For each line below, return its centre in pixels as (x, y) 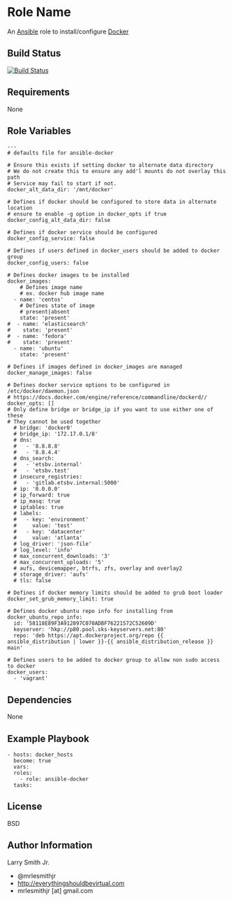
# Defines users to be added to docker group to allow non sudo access (113, 660)
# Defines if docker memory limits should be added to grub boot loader (115, 593)
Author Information (50, 845)
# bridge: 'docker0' (43, 428)
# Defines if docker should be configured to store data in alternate (112, 202)
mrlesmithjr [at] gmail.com (55, 890)
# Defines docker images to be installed (68, 275)
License (25, 807)
